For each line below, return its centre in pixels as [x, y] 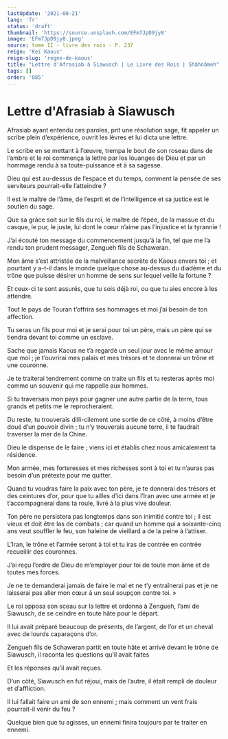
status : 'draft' [30, 26]
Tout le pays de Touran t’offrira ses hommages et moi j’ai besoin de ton [107, 309]
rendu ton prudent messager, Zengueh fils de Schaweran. [89, 248]
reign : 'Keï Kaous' [35, 52]
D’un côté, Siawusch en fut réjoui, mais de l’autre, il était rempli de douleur [112, 681]
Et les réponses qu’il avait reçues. [55, 668]
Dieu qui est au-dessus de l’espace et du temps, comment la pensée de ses [114, 178]
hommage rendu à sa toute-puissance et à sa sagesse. [85, 165]
